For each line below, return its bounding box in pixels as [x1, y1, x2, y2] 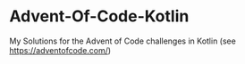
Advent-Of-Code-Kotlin [9, 6, 190, 27]
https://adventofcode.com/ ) [9, 44, 112, 55]
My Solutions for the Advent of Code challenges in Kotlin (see [9, 36, 237, 46]
